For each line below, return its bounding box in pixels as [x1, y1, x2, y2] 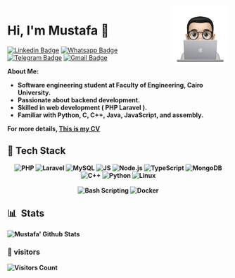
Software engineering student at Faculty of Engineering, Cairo [17, 80, 203, 89]
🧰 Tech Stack [7, 145, 66, 157]
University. [17, 88, 51, 97]
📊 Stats [7, 207, 45, 219]
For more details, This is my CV [7, 124, 101, 133]
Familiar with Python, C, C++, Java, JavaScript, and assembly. [17, 111, 204, 119]
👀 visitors [7, 247, 41, 257]
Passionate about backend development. [17, 95, 141, 104]
